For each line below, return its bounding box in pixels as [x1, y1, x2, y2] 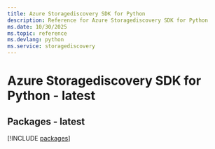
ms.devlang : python [7, 36, 64, 43]
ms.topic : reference [7, 29, 68, 37]
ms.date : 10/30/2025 [7, 23, 68, 30]
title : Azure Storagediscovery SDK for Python [7, 10, 146, 17]
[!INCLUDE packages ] [7, 134, 71, 142]
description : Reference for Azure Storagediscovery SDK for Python [7, 17, 209, 24]
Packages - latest [7, 115, 85, 127]
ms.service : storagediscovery [7, 43, 96, 50]
